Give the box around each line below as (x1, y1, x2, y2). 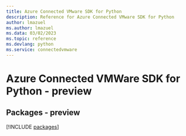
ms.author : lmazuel (6, 25, 54, 31)
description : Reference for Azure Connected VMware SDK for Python (6, 14, 175, 20)
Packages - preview (6, 108, 80, 118)
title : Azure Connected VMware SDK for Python (6, 8, 122, 15)
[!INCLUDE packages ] (6, 123, 59, 130)
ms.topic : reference (6, 36, 57, 42)
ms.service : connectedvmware (6, 47, 77, 53)
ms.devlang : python (6, 42, 54, 47)
